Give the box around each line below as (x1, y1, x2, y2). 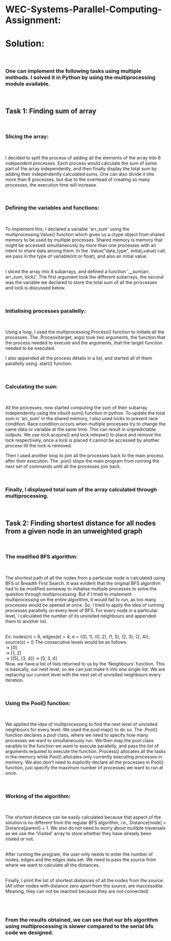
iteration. (5, 677, 24, 683)
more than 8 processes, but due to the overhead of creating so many (5, 176, 151, 182)
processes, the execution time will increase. (5, 181, 97, 188)
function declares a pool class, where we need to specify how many (5, 732, 149, 738)
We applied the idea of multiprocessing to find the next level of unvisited (5, 721, 158, 727)
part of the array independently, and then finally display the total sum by (5, 165, 157, 172)
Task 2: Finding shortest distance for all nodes (5, 519, 156, 527)
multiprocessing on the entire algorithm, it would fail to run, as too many (5, 596, 157, 603)
